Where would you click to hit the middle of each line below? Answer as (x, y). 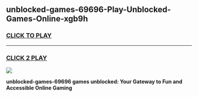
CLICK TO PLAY (29, 36)
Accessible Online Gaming (39, 88)
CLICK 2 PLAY (27, 58)
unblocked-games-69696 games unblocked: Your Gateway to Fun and (94, 81)
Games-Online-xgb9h (47, 19)
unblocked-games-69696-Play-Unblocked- (88, 10)
